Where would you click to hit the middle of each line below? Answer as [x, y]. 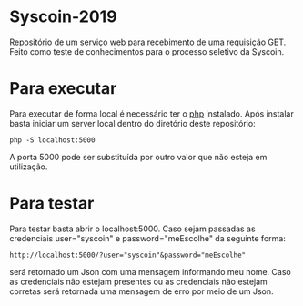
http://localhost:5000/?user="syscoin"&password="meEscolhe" [128, 255]
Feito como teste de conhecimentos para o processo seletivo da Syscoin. [147, 51]
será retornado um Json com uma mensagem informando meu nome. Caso [150, 271]
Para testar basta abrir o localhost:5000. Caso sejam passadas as [133, 229]
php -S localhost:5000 [52, 140]
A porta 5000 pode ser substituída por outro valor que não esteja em [138, 157]
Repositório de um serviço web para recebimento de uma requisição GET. [148, 42]
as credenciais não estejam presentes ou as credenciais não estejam [139, 281]
